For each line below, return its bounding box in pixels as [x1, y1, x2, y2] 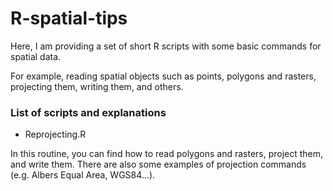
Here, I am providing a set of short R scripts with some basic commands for [10, 40, 322, 52]
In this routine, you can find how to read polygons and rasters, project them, [10, 148, 324, 160]
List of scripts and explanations [10, 105, 167, 119]
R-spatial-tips [10, 7, 128, 30]
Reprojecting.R [24, 128, 87, 141]
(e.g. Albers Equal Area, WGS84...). [10, 169, 156, 181]
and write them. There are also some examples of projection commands [10, 158, 307, 171]
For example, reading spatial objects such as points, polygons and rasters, [10, 70, 317, 82]
